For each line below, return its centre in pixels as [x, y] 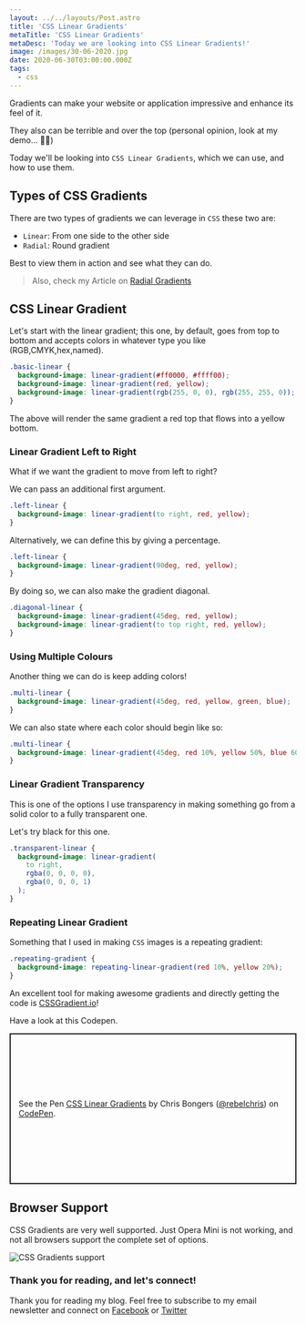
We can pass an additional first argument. [87, 489]
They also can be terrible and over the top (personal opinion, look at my [143, 130]
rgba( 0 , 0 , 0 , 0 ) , [61, 874]
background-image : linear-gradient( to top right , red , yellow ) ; [142, 625]
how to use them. [42, 167]
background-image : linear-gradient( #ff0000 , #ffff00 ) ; [124, 376]
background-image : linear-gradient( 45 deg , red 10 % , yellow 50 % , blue [153, 752]
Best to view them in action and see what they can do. [111, 263]
